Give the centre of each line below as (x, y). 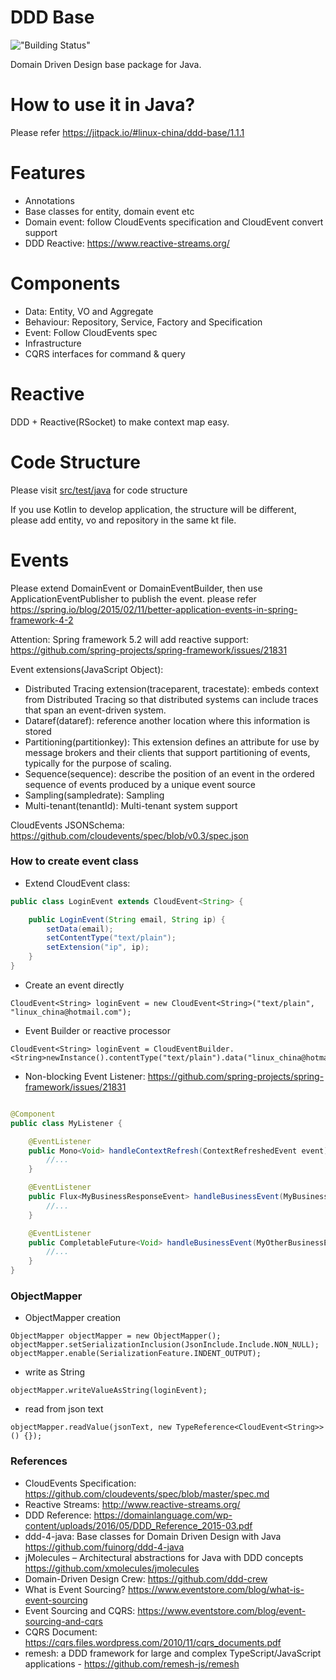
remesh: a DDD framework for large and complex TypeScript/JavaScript (173, 1653)
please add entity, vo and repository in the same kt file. (123, 520)
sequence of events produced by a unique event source (140, 784)
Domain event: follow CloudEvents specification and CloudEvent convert (174, 222)
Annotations (49, 200)
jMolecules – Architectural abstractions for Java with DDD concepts (164, 1557)
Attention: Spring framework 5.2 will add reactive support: (129, 639)
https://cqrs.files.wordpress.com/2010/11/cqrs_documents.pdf (153, 1642)
